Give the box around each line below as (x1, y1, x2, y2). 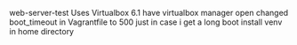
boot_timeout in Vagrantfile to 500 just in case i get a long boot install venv (9, 17, 283, 27)
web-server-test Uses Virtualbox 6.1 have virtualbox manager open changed (9, 8, 289, 18)
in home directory (9, 26, 74, 36)
